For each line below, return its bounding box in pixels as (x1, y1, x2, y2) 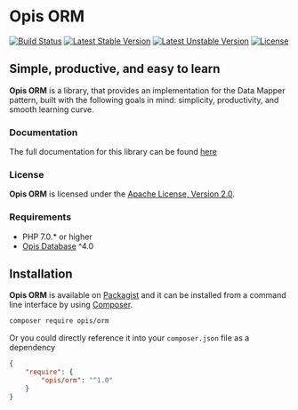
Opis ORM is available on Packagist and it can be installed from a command (9, 290, 286, 301)
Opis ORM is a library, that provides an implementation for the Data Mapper (9, 84, 286, 95)
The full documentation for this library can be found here (9, 147, 218, 157)
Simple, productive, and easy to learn (9, 61, 221, 76)
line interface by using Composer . (9, 300, 133, 310)
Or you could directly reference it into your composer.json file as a (9, 333, 250, 343)
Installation (9, 267, 73, 282)
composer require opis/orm (9, 317, 109, 326)
